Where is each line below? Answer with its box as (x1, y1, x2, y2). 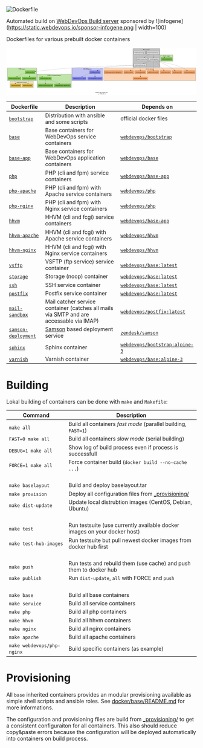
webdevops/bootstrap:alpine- (120, 341, 194, 347)
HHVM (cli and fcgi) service (45, 213, 114, 221)
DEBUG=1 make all (8, 448, 53, 454)
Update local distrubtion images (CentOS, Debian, (68, 498, 192, 506)
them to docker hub (68, 566, 118, 573)
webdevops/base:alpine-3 (120, 356, 183, 363)
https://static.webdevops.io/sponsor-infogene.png (8, 24, 134, 31)
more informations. (6, 704, 54, 711)
